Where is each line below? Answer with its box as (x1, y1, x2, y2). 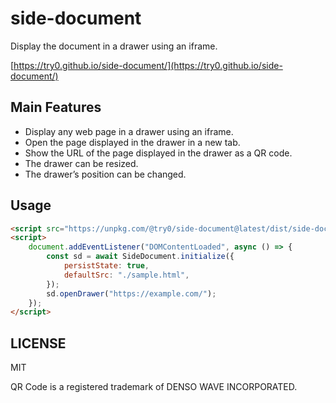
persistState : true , (63, 261, 150, 271)
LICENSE (10, 335, 67, 352)
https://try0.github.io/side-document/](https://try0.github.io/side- (13, 59, 283, 71)
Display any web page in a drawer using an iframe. (24, 125, 234, 137)
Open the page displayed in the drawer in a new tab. (24, 136, 241, 148)
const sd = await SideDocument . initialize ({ (46, 252, 235, 262)
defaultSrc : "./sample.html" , (63, 270, 190, 280)
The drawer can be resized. (24, 157, 139, 169)
